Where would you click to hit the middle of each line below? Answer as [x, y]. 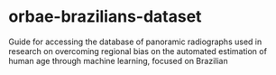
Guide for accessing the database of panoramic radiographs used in [135, 42]
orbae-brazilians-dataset [105, 17]
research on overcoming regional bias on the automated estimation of [138, 51]
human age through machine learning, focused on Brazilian [118, 61]
